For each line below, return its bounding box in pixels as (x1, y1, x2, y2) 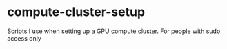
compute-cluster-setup (7, 4, 146, 20)
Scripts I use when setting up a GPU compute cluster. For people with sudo (7, 27, 221, 35)
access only (7, 34, 41, 42)
